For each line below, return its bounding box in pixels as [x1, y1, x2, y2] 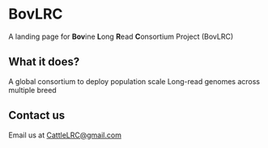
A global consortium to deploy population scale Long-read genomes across [8, 76, 261, 86]
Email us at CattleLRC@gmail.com [8, 130, 121, 140]
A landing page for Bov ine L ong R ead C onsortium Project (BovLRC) [8, 32, 234, 41]
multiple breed [8, 85, 57, 95]
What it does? [8, 55, 80, 69]
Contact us [8, 108, 66, 122]
